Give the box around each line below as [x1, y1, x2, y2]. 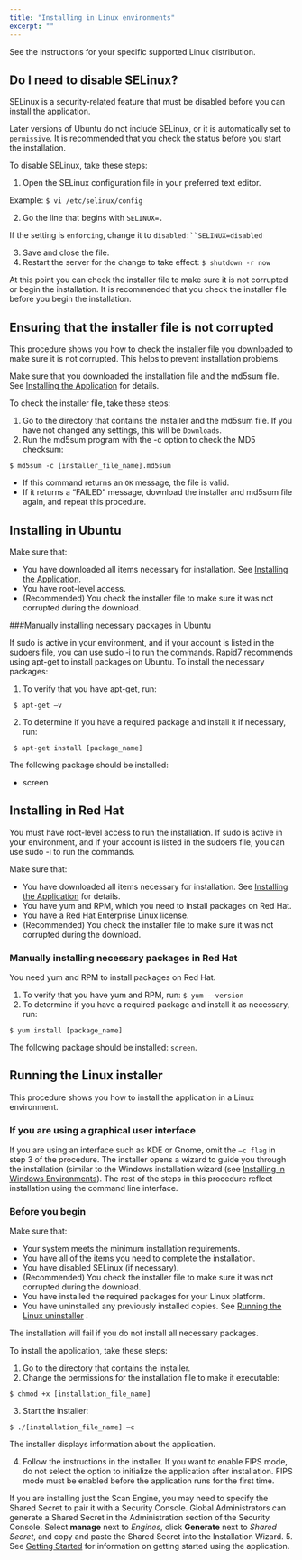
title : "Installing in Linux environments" [9, 13, 176, 23]
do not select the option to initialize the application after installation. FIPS [22, 1466, 293, 1477]
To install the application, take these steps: [9, 1345, 169, 1356]
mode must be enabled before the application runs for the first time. [22, 1475, 275, 1486]
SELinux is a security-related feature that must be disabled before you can [9, 96, 286, 107]
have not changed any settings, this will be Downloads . [22, 425, 223, 436]
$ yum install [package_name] [9, 1026, 124, 1035]
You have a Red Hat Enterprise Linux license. [22, 910, 189, 921]
